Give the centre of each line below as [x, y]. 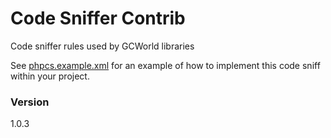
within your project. [50, 76]
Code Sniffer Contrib [98, 18]
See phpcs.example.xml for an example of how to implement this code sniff [165, 65]
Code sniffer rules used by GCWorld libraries [102, 46]
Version [30, 102]
